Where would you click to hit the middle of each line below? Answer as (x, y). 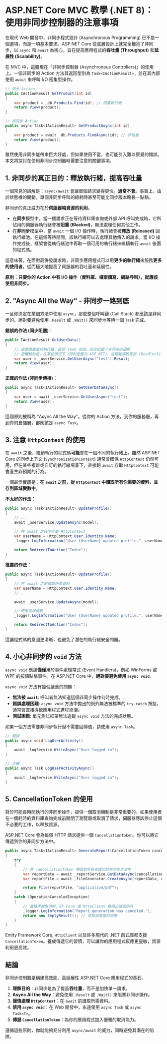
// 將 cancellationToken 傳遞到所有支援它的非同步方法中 (77, 869)
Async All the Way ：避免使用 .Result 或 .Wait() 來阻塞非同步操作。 (82, 995)
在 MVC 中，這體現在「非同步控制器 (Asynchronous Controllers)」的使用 (80, 67)
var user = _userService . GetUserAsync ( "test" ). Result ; (72, 359)
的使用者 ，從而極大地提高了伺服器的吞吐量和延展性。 (60, 267)
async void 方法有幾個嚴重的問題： (41, 686)
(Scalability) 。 (30, 56)
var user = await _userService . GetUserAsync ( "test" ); (71, 397)
